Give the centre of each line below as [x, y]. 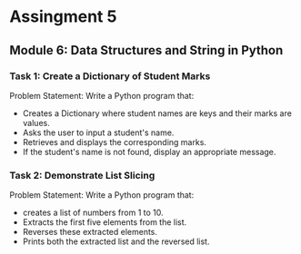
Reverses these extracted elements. [90, 232]
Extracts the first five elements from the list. [105, 222]
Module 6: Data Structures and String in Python [146, 50]
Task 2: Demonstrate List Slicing [82, 175]
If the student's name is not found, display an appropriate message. [149, 151]
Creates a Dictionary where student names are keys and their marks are [157, 113]
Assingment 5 [63, 17]
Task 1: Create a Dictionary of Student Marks [110, 76]
